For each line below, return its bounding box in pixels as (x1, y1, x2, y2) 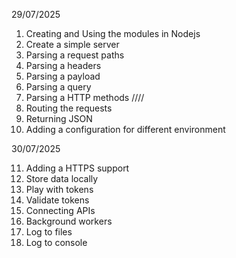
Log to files (25, 226, 73, 238)
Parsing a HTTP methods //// (25, 92, 145, 103)
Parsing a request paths (25, 49, 125, 61)
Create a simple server (25, 39, 120, 50)
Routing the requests (25, 102, 113, 114)
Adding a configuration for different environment (25, 124, 226, 135)
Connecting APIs (25, 205, 96, 216)
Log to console (25, 237, 88, 248)
